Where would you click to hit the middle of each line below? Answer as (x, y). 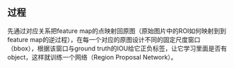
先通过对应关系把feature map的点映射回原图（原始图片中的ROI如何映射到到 (117, 31)
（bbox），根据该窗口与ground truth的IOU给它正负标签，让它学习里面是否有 (117, 48)
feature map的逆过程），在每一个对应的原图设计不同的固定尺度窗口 (104, 39)
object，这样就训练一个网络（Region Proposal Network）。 (92, 57)
